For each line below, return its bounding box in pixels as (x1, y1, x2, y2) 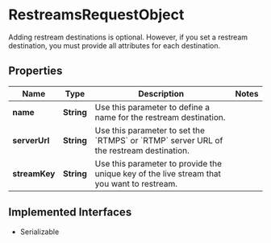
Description (138, 88, 184, 99)
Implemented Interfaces (8, 205, 132, 219)
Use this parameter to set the (94, 125, 206, 136)
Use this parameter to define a (94, 101, 210, 113)
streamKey (12, 167, 56, 179)
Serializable (19, 227, 60, 237)
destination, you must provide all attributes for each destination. (8, 40, 220, 50)
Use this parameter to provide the (94, 158, 223, 169)
